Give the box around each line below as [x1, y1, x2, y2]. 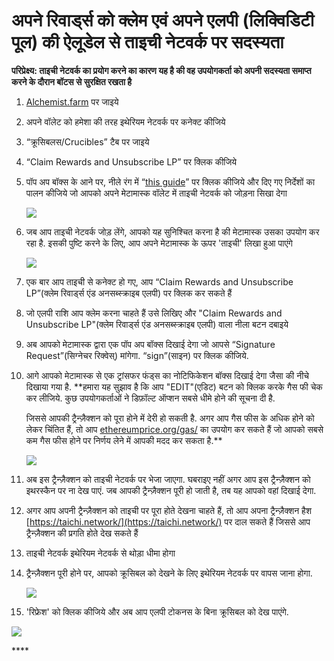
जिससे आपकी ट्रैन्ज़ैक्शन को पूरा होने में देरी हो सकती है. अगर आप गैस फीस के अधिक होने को [25, 412, 315, 424]
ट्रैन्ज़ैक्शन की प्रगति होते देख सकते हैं [25, 527, 139, 539]
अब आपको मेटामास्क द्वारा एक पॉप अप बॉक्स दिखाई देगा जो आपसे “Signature [25, 338, 276, 350]
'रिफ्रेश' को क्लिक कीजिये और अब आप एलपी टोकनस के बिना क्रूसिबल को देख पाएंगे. [25, 605, 289, 618]
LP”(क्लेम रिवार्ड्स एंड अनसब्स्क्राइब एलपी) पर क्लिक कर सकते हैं [25, 287, 233, 299]
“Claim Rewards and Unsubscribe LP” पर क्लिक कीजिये [25, 155, 238, 168]
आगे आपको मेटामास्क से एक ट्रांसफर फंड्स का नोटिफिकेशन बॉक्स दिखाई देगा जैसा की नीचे [25, 369, 310, 381]
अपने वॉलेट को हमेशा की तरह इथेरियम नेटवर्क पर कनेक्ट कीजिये [25, 115, 226, 128]
